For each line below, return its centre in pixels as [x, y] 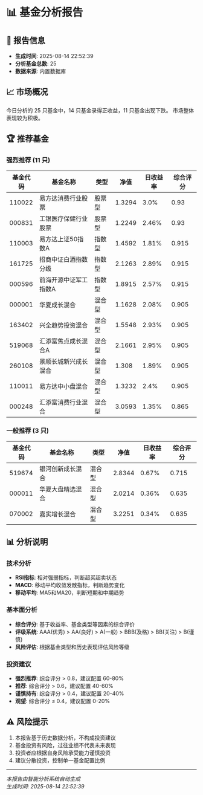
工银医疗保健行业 [63, 218]
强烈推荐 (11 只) [28, 160]
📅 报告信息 [26, 40]
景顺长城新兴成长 [63, 362]
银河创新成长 [57, 469]
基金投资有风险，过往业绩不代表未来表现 [65, 745]
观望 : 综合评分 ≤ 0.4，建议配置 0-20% [63, 701]
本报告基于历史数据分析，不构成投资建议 [65, 738]
